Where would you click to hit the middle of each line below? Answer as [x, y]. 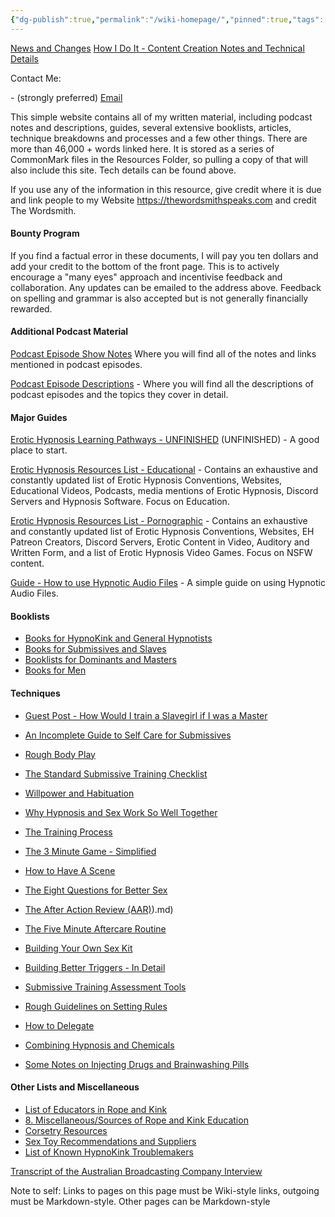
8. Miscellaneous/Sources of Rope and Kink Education [136, 1120]
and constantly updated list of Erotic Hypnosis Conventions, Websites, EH [162, 532]
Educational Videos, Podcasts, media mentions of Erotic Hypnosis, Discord [164, 491]
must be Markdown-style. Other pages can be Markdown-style [140, 1201]
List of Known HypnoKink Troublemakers [109, 1152]
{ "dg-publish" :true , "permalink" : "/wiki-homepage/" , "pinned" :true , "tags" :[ [169, 19]
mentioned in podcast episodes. [76, 365]
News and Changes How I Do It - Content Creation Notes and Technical [157, 48]
